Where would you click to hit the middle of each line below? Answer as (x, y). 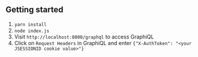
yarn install (30, 24)
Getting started (35, 10)
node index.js (32, 31)
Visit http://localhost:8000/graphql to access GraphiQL (84, 37)
